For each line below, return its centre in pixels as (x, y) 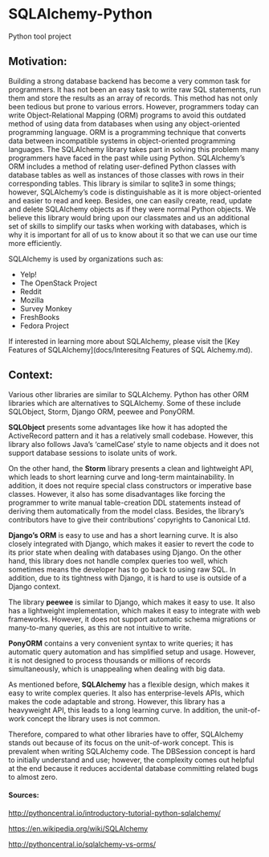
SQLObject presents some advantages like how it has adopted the (118, 427)
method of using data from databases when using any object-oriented (124, 123)
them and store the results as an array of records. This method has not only (133, 98)
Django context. (35, 586)
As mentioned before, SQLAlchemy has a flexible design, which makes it (129, 684)
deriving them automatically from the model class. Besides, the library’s (126, 511)
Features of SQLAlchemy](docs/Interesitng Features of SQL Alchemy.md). (130, 350)
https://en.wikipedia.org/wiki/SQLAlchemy (78, 828)
